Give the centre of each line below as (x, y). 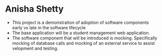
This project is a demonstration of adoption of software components (81, 22)
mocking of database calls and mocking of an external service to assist (83, 43)
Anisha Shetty (35, 9)
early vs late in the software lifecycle (49, 27)
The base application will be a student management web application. (81, 33)
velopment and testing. (35, 48)
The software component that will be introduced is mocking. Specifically (85, 38)
